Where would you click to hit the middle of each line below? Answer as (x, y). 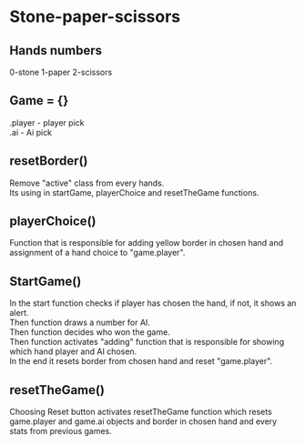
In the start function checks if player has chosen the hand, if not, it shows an (153, 303)
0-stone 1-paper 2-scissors (61, 72)
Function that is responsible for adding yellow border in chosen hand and (147, 243)
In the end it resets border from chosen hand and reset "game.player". (141, 361)
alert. (19, 313)
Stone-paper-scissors (95, 17)
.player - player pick (47, 122)
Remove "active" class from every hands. (87, 183)
